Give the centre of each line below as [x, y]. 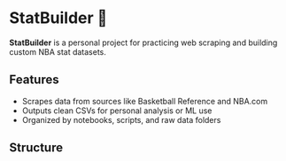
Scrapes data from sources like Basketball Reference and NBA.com [145, 101]
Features [34, 80]
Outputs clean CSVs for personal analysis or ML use [117, 111]
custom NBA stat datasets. [58, 51]
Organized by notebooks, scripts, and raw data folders [121, 119]
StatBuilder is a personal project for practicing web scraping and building [143, 42]
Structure [36, 148]
